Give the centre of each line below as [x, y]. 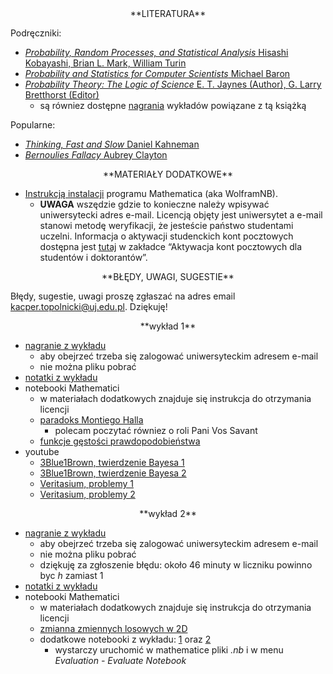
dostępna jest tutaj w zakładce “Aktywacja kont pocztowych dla [171, 246]
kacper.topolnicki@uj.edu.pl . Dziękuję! [89, 306]
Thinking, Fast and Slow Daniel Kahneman [112, 144]
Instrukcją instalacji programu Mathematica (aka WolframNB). [151, 193]
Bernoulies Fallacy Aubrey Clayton [96, 155]
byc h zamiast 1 [71, 575]
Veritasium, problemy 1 [86, 483]
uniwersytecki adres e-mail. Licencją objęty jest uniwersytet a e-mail [181, 215]
